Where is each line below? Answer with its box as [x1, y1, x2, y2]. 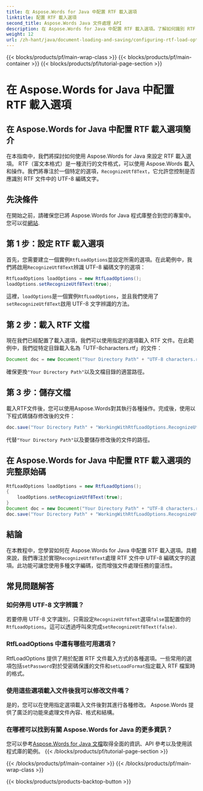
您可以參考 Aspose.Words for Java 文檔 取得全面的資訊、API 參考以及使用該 [6, 740, 192, 747]
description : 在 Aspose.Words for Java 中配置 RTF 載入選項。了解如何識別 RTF [6, 25, 196, 32]
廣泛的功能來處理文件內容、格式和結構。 [16, 708, 118, 716]
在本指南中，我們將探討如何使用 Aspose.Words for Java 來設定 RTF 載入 [6, 152, 186, 160]
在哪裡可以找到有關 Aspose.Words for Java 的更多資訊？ [6, 725, 173, 734]
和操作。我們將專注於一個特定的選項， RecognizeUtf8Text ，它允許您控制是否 [6, 167, 195, 175]
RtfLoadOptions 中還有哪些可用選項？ [6, 640, 117, 648]
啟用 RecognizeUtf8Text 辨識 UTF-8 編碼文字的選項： [16, 263, 146, 271]
